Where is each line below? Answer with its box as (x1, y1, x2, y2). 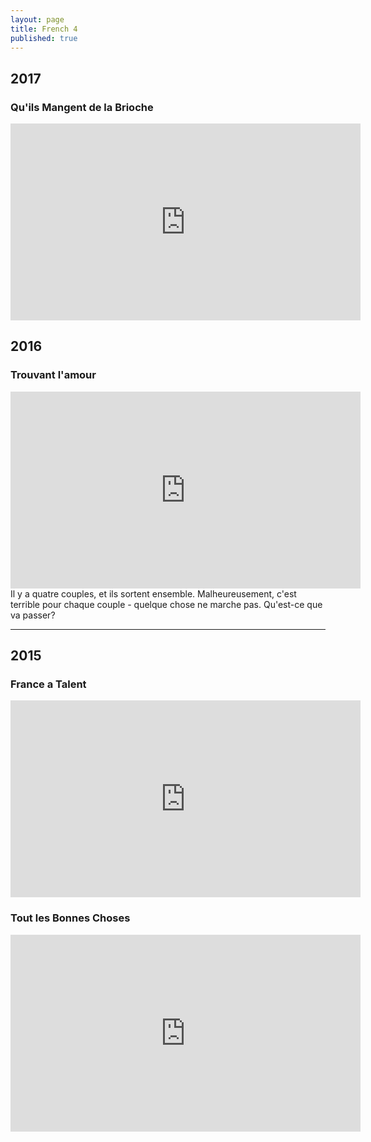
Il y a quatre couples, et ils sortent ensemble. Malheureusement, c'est (10, 587, 297, 600)
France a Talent (10, 677, 87, 691)
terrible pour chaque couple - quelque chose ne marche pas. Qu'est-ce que (10, 598, 323, 610)
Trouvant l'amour (10, 368, 97, 382)
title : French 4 (10, 24, 78, 34)
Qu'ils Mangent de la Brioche (10, 100, 154, 114)
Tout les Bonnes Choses (10, 911, 131, 925)
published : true (10, 33, 78, 43)
